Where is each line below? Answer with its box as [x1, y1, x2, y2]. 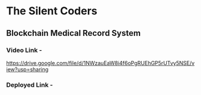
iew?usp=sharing [6, 66, 49, 73]
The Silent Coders [6, 4, 98, 18]
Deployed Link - [6, 81, 53, 89]
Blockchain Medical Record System [6, 28, 141, 38]
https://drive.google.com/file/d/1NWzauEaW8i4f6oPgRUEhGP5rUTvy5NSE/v [6, 59, 195, 66]
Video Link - [6, 46, 42, 54]
